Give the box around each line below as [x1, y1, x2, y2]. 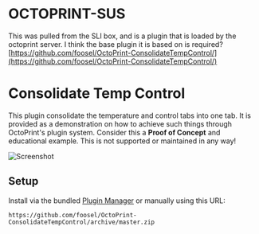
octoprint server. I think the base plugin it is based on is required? [8, 39, 223, 49]
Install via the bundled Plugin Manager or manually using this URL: [8, 196, 226, 205]
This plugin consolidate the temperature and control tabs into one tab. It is [8, 111, 251, 120]
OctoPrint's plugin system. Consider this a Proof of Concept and [8, 127, 221, 137]
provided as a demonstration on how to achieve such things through [8, 119, 233, 128]
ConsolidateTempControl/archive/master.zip [8, 218, 155, 226]
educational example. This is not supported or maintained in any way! [8, 136, 237, 146]
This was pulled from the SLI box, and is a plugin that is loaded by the [8, 31, 237, 41]
